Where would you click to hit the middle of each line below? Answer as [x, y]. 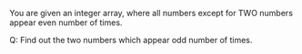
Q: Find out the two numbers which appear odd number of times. [131, 40]
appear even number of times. [66, 22]
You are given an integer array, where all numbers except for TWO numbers [151, 13]
